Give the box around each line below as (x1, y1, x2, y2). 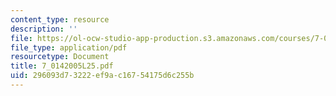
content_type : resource (10, 14, 110, 25)
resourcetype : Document (10, 52, 110, 62)
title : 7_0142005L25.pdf (10, 61, 114, 71)
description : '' (10, 24, 78, 34)
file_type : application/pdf (10, 42, 128, 53)
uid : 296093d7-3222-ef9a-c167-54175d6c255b (10, 71, 195, 81)
